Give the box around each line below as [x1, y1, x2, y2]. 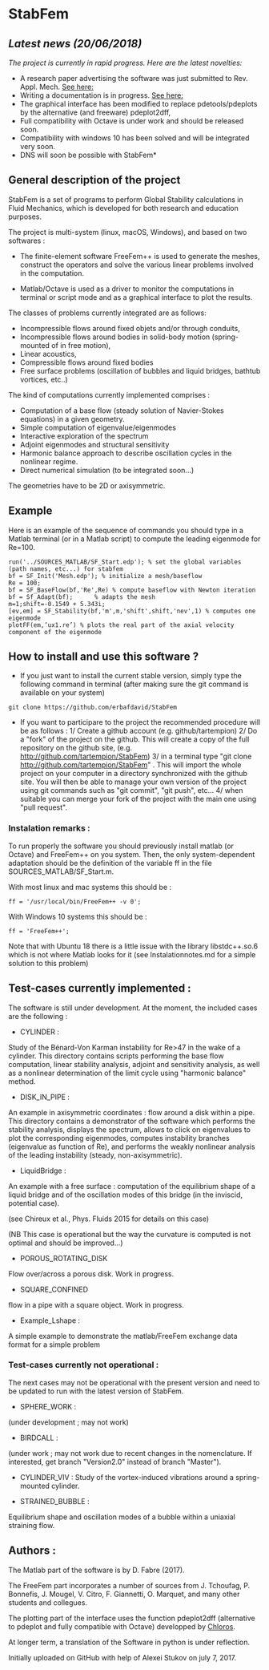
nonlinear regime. [19, 456, 78, 466]
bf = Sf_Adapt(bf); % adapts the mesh [8, 592, 156, 601]
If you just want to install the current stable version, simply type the [19, 671, 243, 681]
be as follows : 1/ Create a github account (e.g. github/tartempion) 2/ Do [19, 726, 258, 736]
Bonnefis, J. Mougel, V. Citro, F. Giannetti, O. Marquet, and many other [8, 1589, 240, 1599]
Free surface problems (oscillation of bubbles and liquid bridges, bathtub [19, 366, 261, 375]
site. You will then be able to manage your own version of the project [19, 777, 247, 786]
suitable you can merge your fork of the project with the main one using [19, 795, 257, 804]
